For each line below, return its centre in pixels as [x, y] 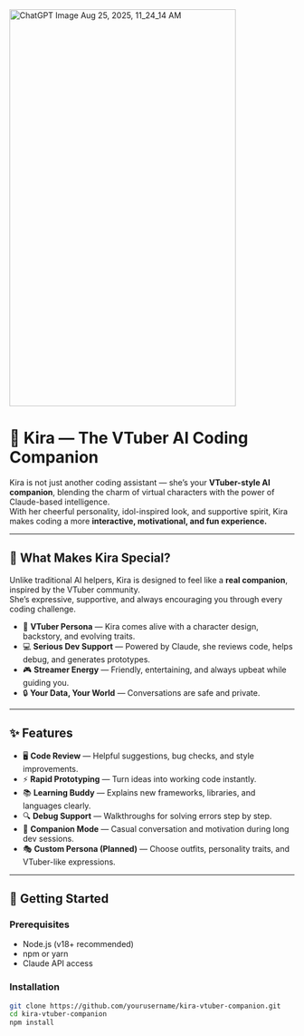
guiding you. [46, 682]
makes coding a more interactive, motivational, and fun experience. [138, 521]
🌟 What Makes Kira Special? [90, 558]
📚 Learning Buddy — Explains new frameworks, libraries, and [139, 792]
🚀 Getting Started [59, 899]
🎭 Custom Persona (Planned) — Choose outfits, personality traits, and [156, 848]
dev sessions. [48, 838]
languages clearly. [57, 806]
